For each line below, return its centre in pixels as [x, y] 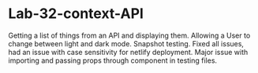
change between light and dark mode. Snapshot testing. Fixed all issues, [126, 43]
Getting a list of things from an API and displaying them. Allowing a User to [129, 35]
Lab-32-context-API [76, 14]
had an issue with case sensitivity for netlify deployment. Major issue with [128, 52]
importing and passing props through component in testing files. [113, 60]
